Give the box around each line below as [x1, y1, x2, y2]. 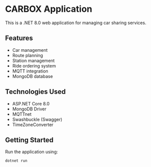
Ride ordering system [12, 63, 56, 68]
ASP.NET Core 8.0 [12, 100, 50, 106]
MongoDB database [12, 73, 53, 79]
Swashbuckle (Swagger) [12, 116, 63, 122]
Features [5, 34, 33, 42]
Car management [12, 47, 48, 53]
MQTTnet [12, 111, 32, 117]
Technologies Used [5, 88, 66, 96]
